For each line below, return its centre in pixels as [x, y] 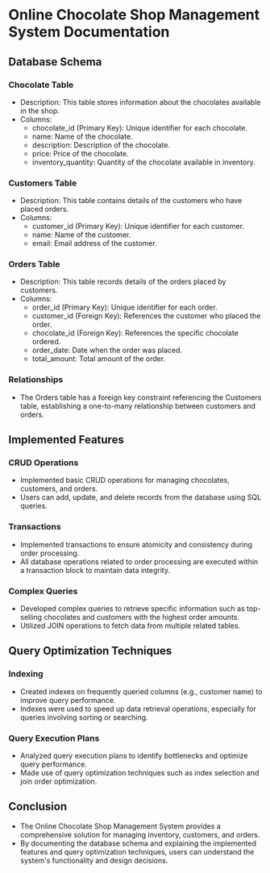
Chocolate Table [41, 85]
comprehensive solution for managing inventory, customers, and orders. [140, 834]
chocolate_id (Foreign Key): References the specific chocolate [135, 333]
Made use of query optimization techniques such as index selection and [139, 773]
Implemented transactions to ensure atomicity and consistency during [136, 544]
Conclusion [38, 806]
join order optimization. [58, 782]
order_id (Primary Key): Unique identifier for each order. [125, 307]
